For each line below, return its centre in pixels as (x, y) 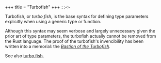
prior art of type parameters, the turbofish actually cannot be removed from (80, 36)
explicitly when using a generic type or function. (53, 22)
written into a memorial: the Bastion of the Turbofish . (58, 46)
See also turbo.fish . (24, 56)
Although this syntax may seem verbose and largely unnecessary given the (80, 31)
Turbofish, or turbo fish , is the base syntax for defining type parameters (77, 16)
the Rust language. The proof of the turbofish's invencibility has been (74, 41)
